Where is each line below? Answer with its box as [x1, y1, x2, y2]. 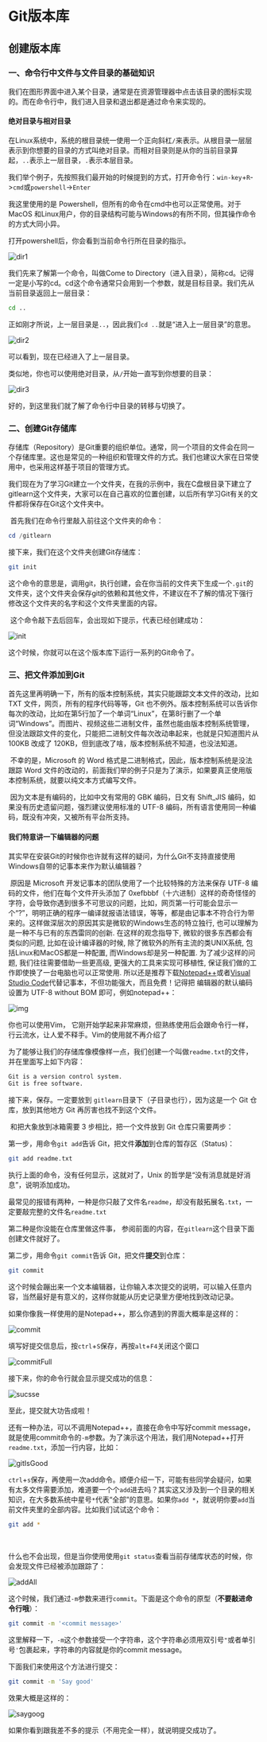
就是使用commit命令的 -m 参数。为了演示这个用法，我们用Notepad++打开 [8, 1433, 245, 1442]
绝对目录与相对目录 [8, 116, 72, 126]
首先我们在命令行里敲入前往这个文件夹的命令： [10, 516, 164, 526]
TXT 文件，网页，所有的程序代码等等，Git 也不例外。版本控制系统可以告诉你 [8, 699, 258, 709]
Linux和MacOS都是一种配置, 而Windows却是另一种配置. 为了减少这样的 [14, 947, 249, 957]
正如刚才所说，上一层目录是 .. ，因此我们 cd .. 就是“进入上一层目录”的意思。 [8, 319, 256, 329]
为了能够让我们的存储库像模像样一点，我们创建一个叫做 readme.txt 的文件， [8, 1047, 253, 1056]
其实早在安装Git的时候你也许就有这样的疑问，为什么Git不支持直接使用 [8, 851, 236, 861]
